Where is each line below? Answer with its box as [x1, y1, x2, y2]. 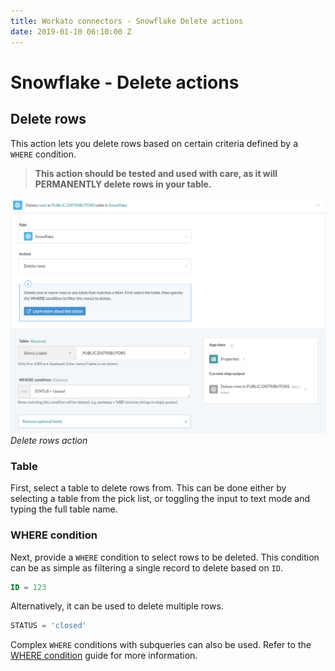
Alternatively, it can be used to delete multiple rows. [10, 600, 224, 612]
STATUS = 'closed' [10, 621, 87, 631]
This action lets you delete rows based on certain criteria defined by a [10, 137, 298, 149]
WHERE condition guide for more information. [10, 650, 198, 662]
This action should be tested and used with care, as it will [34, 167, 278, 179]
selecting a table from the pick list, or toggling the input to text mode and [10, 493, 311, 505]
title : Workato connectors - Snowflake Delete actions [10, 16, 244, 26]
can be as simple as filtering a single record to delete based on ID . [10, 561, 284, 574]
